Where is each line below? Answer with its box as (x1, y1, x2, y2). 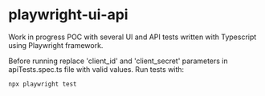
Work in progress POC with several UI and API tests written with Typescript (8, 32, 257, 42)
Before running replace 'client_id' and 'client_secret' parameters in (8, 56, 229, 66)
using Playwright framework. (8, 40, 104, 50)
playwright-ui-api (8, 6, 128, 24)
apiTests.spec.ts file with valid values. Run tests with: (8, 64, 185, 74)
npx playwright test (8, 80, 78, 88)
